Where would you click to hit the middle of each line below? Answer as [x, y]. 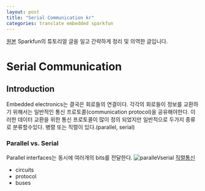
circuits [24, 170]
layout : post [23, 12]
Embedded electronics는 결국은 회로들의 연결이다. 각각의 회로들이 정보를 [94, 104]
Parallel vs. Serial [33, 143]
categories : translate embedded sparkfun [60, 23]
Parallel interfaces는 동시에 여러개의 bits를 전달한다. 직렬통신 [101, 157]
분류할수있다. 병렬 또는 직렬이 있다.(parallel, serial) [74, 127]
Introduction [31, 89]
